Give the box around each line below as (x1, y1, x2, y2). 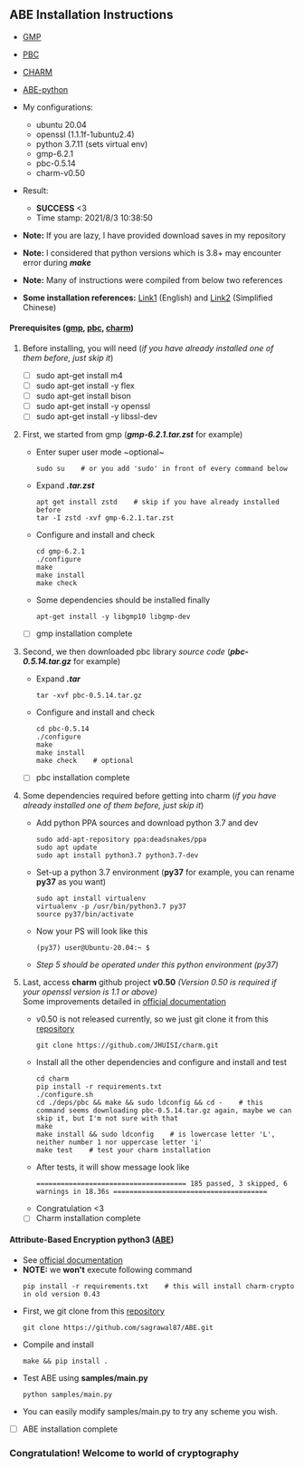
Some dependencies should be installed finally (35, 594, 211, 606)
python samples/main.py (22, 1390, 113, 1399)
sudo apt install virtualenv (35, 894, 147, 904)
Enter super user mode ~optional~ (35, 446, 165, 457)
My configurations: (22, 102, 93, 113)
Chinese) (22, 301, 57, 312)
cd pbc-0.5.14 (35, 725, 90, 734)
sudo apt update (35, 843, 98, 852)
